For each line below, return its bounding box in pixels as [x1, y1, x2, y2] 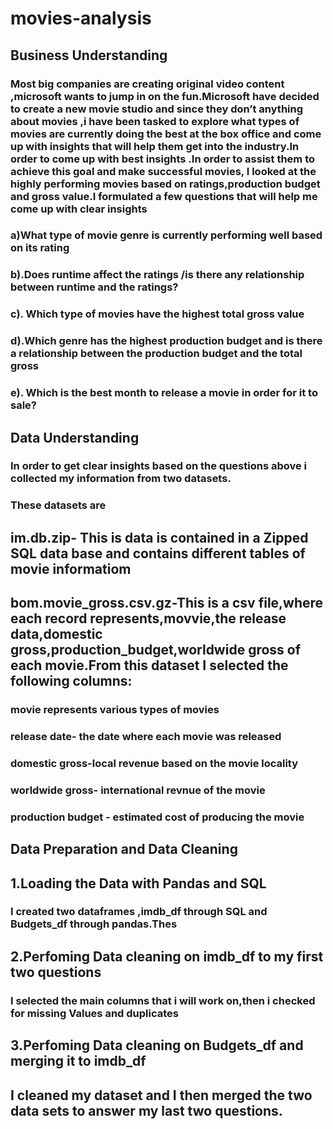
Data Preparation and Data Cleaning [10, 841, 238, 858]
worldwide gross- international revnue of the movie [10, 783, 266, 797]
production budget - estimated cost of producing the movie [10, 810, 305, 824]
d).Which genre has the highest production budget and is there [10, 334, 323, 348]
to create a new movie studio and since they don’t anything [10, 102, 304, 116]
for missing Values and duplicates [10, 1006, 179, 1020]
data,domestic [10, 626, 103, 643]
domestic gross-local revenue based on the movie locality [10, 756, 299, 770]
